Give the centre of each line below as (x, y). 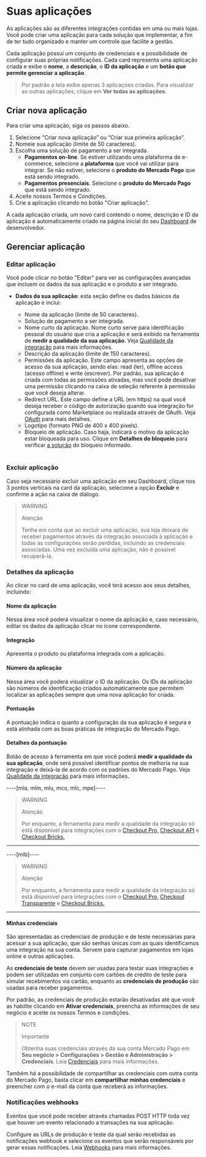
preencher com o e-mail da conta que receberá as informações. (87, 1086)
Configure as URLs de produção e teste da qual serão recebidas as (91, 1134)
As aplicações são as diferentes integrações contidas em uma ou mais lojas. (103, 28)
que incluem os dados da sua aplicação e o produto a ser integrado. (93, 284)
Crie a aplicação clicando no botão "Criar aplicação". (82, 202)
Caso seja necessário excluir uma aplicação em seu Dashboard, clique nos (101, 481)
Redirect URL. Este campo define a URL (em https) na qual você (105, 399)
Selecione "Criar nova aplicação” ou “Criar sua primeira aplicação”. (100, 137)
